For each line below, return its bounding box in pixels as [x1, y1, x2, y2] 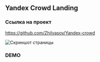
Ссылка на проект [5, 19, 52, 26]
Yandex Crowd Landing [5, 4, 78, 12]
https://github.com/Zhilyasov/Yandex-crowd [5, 30, 95, 36]
